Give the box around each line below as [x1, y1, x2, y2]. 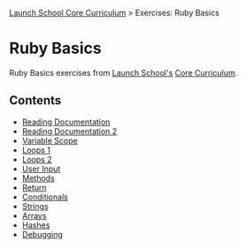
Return [21, 182, 47, 192]
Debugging [21, 229, 64, 239]
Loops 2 [21, 154, 52, 164]
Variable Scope [21, 135, 78, 146]
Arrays [21, 210, 47, 221]
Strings [21, 200, 49, 211]
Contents [9, 93, 62, 109]
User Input [21, 163, 61, 174]
